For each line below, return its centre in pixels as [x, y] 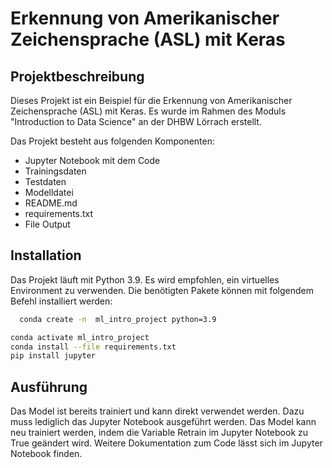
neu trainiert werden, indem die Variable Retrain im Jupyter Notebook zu [159, 433]
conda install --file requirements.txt [93, 347]
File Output [47, 224]
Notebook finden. [46, 454]
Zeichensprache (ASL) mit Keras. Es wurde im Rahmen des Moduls [148, 111]
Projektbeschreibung [77, 76]
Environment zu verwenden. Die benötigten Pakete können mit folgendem [162, 290]
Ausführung [49, 387]
